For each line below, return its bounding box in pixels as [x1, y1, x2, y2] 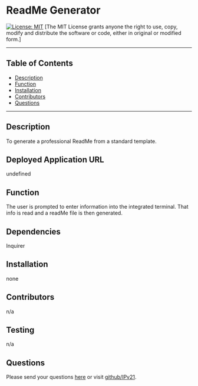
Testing [6, 325, 35, 335]
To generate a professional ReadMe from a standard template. [6, 137, 157, 145]
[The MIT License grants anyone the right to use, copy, [44, 23, 178, 30]
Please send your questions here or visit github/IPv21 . [6, 374, 137, 381]
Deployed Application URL [6, 154, 104, 164]
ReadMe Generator [6, 4, 101, 17]
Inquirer [6, 242, 25, 249]
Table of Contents [6, 59, 74, 69]
